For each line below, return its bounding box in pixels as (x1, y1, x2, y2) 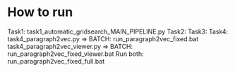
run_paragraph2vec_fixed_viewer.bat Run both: (7, 50, 144, 58)
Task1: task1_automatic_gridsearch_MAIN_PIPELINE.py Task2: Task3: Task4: (7, 27, 229, 36)
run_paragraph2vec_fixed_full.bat (7, 57, 105, 65)
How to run (7, 4, 73, 20)
